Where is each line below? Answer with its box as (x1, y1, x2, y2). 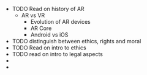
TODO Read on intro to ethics (12, 44, 87, 51)
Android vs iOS (30, 31, 69, 38)
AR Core (30, 24, 52, 32)
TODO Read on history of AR (12, 5, 85, 12)
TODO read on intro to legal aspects (12, 51, 103, 57)
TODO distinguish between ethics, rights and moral (12, 38, 141, 45)
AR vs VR (21, 12, 45, 19)
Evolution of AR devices (30, 18, 91, 25)
